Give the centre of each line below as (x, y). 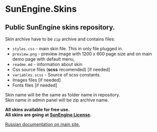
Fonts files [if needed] (35, 85)
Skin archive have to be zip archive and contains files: (60, 39)
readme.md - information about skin (47, 64)
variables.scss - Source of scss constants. (57, 75)
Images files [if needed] (36, 80)
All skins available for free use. (38, 110)
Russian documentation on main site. (43, 124)
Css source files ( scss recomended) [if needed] (61, 69)
